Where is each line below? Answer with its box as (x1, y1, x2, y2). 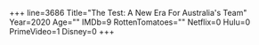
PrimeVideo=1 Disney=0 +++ (9, 26, 115, 36)
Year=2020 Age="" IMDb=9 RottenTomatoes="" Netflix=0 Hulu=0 (9, 17, 251, 27)
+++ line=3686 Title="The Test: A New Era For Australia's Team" (9, 8, 247, 18)
